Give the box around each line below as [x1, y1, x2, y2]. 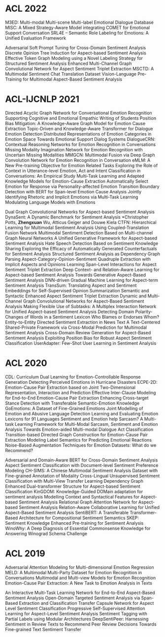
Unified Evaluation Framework [5, 35, 66, 41]
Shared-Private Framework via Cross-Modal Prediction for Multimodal [5, 324, 147, 330]
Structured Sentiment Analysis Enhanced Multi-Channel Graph [5, 60, 132, 66]
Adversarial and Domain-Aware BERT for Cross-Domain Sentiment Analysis [5, 457, 158, 463]
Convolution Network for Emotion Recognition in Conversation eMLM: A [5, 157, 151, 163]
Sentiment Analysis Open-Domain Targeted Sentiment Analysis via [5, 594, 140, 601]
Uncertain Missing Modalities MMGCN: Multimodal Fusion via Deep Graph [5, 152, 155, 158]
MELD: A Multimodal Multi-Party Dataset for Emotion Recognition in [5, 569, 142, 575]
